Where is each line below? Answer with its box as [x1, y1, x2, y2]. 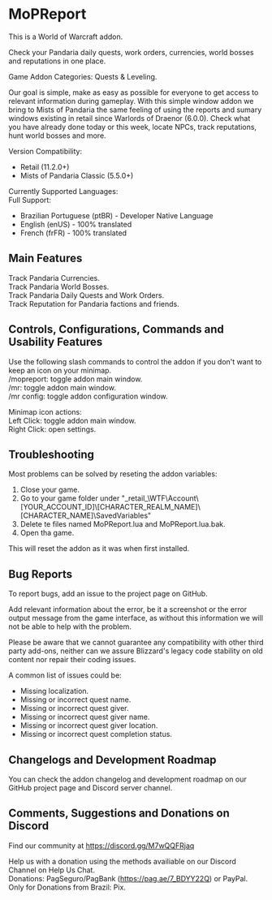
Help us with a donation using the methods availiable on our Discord [8, 856, 237, 866]
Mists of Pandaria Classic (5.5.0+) [19, 170, 134, 180]
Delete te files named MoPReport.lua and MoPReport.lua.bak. [19, 519, 226, 529]
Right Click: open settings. [8, 424, 97, 434]
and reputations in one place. [8, 56, 106, 66]
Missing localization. [19, 687, 89, 696]
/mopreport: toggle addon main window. [8, 374, 143, 384]
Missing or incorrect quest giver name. [19, 712, 150, 722]
